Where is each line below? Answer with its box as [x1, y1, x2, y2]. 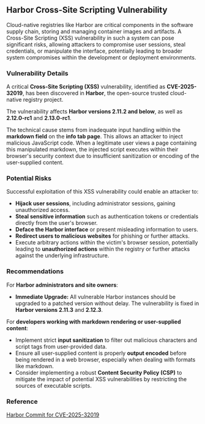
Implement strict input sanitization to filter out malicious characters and [15, 336, 198, 344]
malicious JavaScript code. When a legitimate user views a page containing [6, 139, 197, 146]
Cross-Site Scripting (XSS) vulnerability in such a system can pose [6, 34, 174, 42]
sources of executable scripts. [15, 382, 92, 389]
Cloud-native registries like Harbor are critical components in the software [6, 21, 194, 28]
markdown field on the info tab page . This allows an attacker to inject [6, 133, 184, 140]
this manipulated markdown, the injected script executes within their [6, 146, 179, 153]
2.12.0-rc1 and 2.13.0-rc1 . [6, 115, 72, 122]
